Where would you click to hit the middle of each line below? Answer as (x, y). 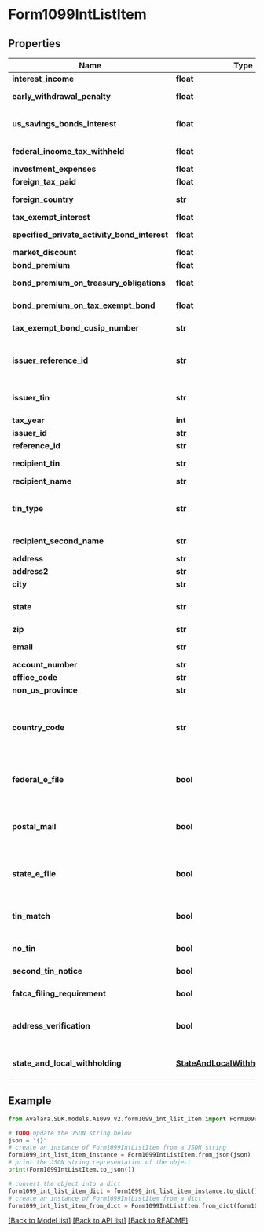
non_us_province (45, 690)
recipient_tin (36, 463)
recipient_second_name (58, 541)
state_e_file (34, 874)
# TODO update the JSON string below (70, 1133)
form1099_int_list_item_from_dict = (68, 1206)
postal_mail (34, 826)
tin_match (31, 916)
